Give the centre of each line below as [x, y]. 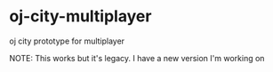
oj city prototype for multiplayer [67, 41]
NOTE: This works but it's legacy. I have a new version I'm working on [137, 58]
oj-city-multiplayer [80, 16]
